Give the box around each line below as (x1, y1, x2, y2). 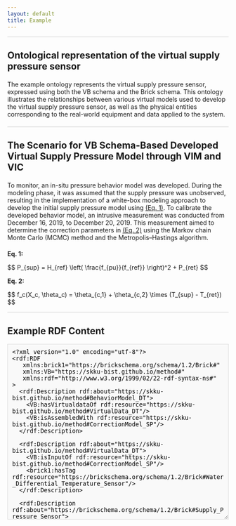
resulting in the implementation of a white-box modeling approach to (7, 196, 206, 204)
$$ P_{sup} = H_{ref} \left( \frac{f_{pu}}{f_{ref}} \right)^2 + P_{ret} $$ (7, 263, 209, 272)
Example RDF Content (7, 324, 105, 337)
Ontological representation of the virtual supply (7, 49, 220, 61)
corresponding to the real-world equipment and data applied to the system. (7, 110, 225, 118)
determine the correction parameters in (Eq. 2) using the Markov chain (7, 226, 211, 235)
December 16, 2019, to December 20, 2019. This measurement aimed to (7, 218, 215, 227)
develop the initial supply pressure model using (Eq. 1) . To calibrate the (7, 204, 212, 212)
